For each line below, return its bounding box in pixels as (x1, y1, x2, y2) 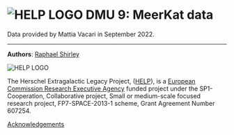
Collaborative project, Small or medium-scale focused (46, 91, 201, 100)
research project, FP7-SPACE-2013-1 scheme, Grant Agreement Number (7, 99, 215, 107)
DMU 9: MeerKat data (86, 7, 214, 23)
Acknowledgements (7, 120, 65, 128)
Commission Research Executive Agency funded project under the (7, 84, 198, 93)
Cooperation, (7, 91, 45, 100)
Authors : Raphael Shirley (7, 49, 80, 58)
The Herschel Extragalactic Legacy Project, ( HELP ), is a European (7, 77, 196, 85)
